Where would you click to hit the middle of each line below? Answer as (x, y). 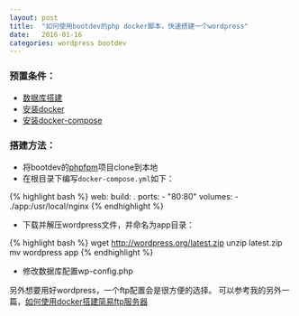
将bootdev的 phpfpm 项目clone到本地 (90, 167)
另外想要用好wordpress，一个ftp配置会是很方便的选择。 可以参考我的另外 (145, 290)
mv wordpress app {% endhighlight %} (82, 252)
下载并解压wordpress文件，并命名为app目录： (109, 224)
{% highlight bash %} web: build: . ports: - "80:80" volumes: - (124, 196)
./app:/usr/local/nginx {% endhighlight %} (87, 206)
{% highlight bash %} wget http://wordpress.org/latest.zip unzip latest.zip (146, 242)
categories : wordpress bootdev (68, 43)
